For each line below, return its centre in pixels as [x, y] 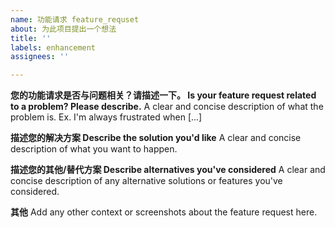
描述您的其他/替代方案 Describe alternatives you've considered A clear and [168, 170]
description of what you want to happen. [94, 149]
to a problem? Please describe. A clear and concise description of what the [167, 107]
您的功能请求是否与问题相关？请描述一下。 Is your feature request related [163, 95]
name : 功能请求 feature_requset [75, 19]
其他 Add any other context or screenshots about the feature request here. [164, 212]
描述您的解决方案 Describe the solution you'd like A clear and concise [156, 138]
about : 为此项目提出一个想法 [63, 29]
